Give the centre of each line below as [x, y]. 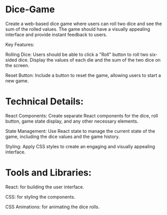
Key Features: [20, 44]
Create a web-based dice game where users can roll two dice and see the [84, 24]
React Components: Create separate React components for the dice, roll [82, 115]
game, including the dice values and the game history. [62, 136]
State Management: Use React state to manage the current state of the [80, 131]
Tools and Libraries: [48, 173]
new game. [17, 81]
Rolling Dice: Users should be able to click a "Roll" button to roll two [77, 54]
